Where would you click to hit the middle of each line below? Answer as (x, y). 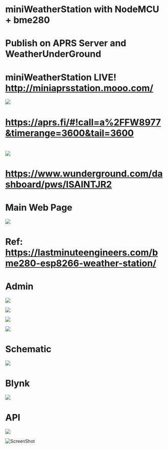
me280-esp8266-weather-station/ (81, 263)
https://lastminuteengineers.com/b (82, 252)
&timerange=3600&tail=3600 (70, 133)
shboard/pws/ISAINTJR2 (59, 184)
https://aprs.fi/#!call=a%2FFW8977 (83, 122)
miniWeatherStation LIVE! (61, 77)
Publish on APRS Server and (66, 43)
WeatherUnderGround (53, 54)
